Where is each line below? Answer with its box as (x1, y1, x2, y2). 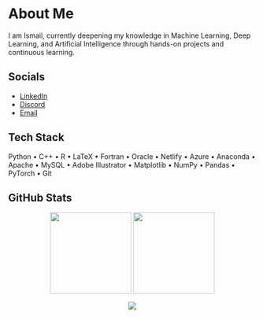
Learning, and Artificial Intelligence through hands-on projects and (8, 39, 224, 48)
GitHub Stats (8, 190, 72, 205)
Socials (8, 70, 46, 83)
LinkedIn (19, 91, 48, 101)
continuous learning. (8, 47, 75, 57)
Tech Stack (8, 131, 65, 144)
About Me (8, 5, 74, 23)
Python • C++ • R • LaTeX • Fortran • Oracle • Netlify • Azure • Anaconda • (8, 151, 256, 161)
